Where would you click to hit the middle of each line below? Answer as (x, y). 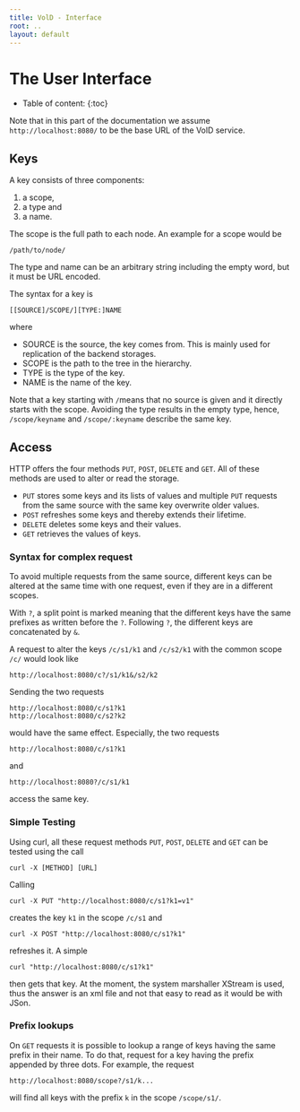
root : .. (26, 26)
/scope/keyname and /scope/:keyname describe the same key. (120, 419)
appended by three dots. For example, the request (102, 1064)
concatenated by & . (45, 632)
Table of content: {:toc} (65, 103)
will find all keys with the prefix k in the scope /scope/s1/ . (116, 1097)
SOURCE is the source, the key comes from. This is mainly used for (146, 344)
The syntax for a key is (51, 294)
